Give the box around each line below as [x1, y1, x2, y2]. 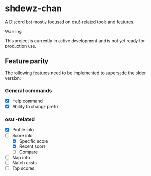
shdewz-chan [5, 3, 62, 14]
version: [5, 75, 21, 80]
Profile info [12, 127, 34, 133]
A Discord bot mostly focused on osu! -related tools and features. [5, 19, 135, 25]
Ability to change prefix [12, 104, 59, 110]
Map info [12, 154, 30, 160]
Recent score [19, 144, 46, 149]
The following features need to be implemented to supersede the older [5, 70, 146, 76]
